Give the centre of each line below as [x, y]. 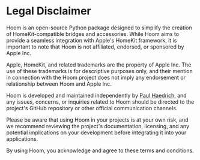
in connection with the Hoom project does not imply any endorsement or [96, 77]
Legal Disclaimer [49, 11]
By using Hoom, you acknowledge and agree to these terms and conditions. [100, 150]
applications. [22, 138]
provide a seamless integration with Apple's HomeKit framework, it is [92, 40]
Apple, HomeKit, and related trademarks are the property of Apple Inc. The [99, 65]
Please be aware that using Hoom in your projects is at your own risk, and [97, 120]
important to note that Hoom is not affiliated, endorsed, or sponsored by [95, 47]
